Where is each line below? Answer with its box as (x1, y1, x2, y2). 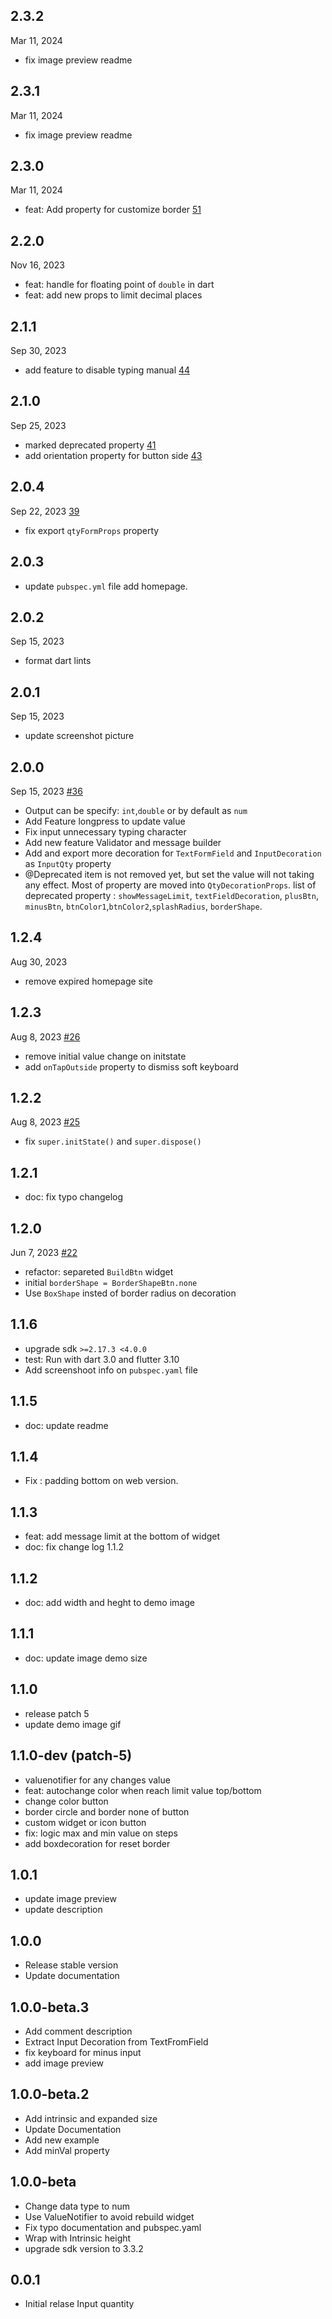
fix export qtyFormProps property (24, 524, 160, 536)
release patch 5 (24, 1707, 90, 1719)
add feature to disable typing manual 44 (24, 364, 191, 376)
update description (24, 1904, 103, 1916)
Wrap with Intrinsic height (24, 2232, 132, 2244)
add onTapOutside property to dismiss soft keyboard (24, 1060, 239, 1073)
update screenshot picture (24, 730, 135, 742)
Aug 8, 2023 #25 (10, 1116, 80, 1128)
